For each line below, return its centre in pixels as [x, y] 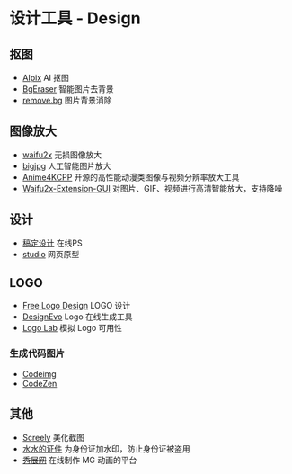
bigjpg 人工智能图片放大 [66, 165]
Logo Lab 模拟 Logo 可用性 [72, 328]
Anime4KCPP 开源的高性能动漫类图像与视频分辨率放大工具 [131, 177]
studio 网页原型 [51, 254]
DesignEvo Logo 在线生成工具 [77, 317]
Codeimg [39, 373]
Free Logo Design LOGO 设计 [76, 306]
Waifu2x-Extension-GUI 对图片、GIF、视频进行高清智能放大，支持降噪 [152, 188]
